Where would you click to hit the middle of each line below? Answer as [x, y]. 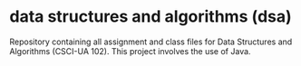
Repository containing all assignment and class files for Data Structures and [151, 42]
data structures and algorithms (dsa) [150, 17]
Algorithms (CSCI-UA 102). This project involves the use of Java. [130, 51]
